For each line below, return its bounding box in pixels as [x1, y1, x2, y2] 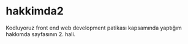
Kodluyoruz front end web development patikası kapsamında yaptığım [6, 24, 182, 31]
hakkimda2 [6, 4, 64, 18]
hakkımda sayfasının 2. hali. [6, 30, 76, 37]
